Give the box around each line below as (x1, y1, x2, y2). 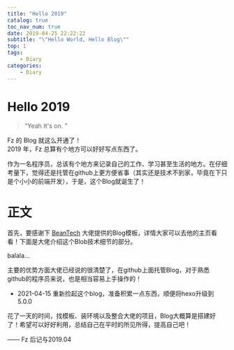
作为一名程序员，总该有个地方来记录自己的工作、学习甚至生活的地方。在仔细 (7, 160, 228, 168)
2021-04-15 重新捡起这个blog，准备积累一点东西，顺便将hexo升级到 (17, 289, 214, 298)
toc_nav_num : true (7, 23, 61, 30)
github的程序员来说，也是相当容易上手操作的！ (7, 275, 142, 283)
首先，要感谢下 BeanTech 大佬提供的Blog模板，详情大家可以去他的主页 (7, 228, 212, 238)
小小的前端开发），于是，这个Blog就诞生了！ (19, 177, 146, 186)
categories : (7, 62, 42, 69)
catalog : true (7, 17, 49, 24)
